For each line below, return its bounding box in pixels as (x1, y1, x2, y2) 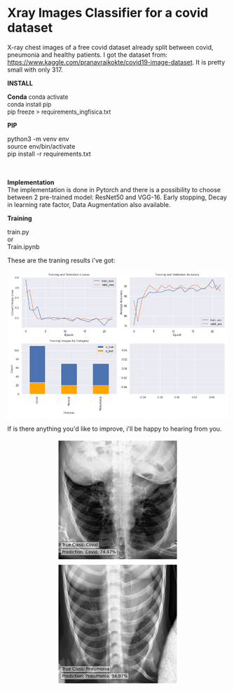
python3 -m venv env (7, 135, 69, 143)
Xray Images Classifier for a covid (7, 5, 209, 21)
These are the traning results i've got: (7, 256, 116, 264)
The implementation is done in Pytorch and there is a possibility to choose (7, 185, 221, 194)
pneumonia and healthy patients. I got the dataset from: (7, 51, 168, 59)
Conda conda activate (7, 93, 69, 101)
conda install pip (7, 100, 52, 108)
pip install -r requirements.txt (7, 149, 91, 158)
